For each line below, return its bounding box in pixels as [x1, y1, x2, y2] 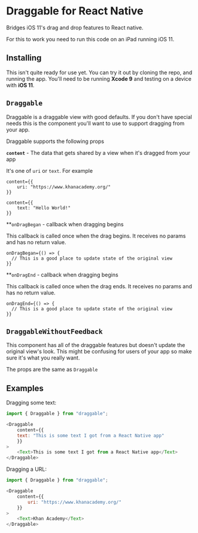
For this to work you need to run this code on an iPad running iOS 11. [6, 35, 175, 42]
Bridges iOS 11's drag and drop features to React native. [6, 24, 144, 31]
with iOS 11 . [6, 81, 35, 89]
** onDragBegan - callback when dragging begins [6, 220, 124, 228]
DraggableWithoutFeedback [6, 327, 103, 336]
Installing [6, 53, 42, 63]
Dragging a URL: [6, 465, 47, 473]
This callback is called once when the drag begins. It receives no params [6, 232, 186, 239]
